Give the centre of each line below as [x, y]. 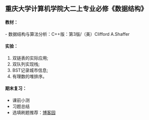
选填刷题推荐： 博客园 [34, 112]
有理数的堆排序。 [30, 76]
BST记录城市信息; [30, 70]
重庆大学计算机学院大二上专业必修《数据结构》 [76, 9]
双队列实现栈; [26, 64]
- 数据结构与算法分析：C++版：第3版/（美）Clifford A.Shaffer [67, 34]
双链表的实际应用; [30, 58]
